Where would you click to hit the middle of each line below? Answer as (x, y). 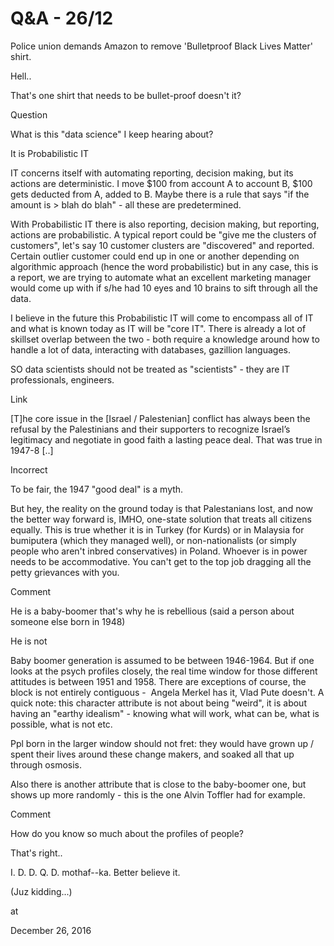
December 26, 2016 (51, 930)
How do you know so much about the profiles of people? (127, 833)
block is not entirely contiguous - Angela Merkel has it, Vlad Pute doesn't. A (167, 692)
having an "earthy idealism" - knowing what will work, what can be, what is (165, 713)
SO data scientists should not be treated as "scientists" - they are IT (150, 369)
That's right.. (36, 853)
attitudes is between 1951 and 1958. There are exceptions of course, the (158, 681)
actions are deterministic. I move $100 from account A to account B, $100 (161, 183)
